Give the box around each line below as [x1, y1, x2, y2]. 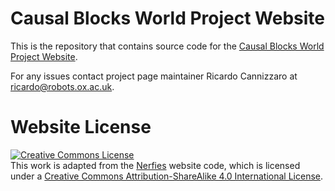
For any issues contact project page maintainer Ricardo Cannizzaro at [10, 70, 298, 82]
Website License [10, 116, 152, 139]
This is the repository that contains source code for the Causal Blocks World [10, 40, 325, 52]
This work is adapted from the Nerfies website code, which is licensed [10, 159, 301, 171]
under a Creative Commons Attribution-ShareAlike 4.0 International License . [10, 170, 323, 182]
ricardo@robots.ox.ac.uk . [10, 80, 115, 92]
